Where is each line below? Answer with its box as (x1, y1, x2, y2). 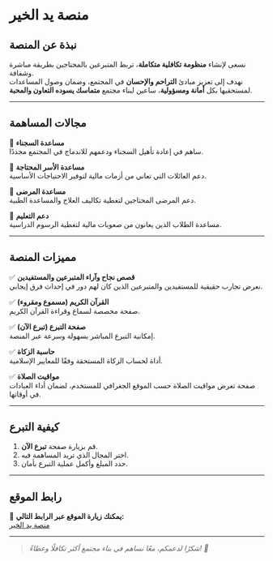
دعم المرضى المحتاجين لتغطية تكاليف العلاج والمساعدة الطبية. (9, 195, 197, 204)
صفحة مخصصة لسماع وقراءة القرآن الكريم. (9, 306, 140, 315)
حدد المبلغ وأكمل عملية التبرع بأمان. (20, 459, 129, 469)
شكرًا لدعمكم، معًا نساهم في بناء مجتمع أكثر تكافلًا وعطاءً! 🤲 (28, 543, 209, 553)
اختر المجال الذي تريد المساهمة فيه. (20, 450, 129, 460)
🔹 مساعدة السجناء (9, 138, 65, 148)
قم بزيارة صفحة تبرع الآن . (20, 442, 98, 452)
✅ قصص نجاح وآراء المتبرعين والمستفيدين (9, 272, 135, 281)
